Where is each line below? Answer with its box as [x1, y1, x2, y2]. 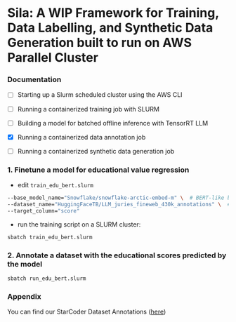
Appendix [7, 291, 42, 301]
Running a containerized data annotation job [17, 133, 146, 141]
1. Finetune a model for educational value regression [7, 165, 190, 175]
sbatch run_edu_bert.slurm [7, 275, 86, 282]
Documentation [7, 75, 62, 85]
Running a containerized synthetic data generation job [17, 147, 175, 155]
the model [7, 259, 43, 269]
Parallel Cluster [7, 50, 98, 66]
